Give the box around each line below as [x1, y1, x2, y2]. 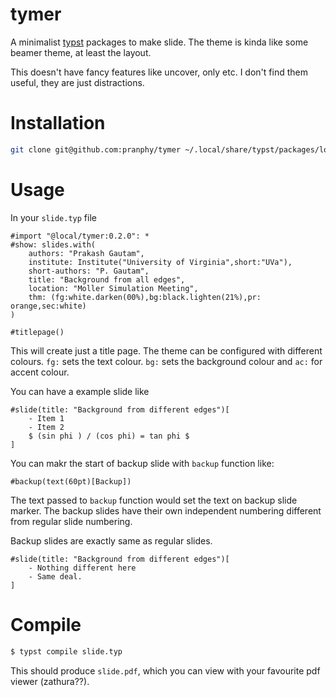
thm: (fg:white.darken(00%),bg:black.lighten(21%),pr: [28, 292, 262, 302]
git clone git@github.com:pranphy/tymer [10, 144, 182, 155]
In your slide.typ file [10, 211, 97, 223]
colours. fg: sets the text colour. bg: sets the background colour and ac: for [10, 355, 323, 367]
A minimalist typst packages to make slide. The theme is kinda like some [10, 36, 309, 48]
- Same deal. [28, 571, 83, 582]
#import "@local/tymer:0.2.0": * [10, 231, 150, 241]
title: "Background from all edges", [28, 274, 186, 285]
